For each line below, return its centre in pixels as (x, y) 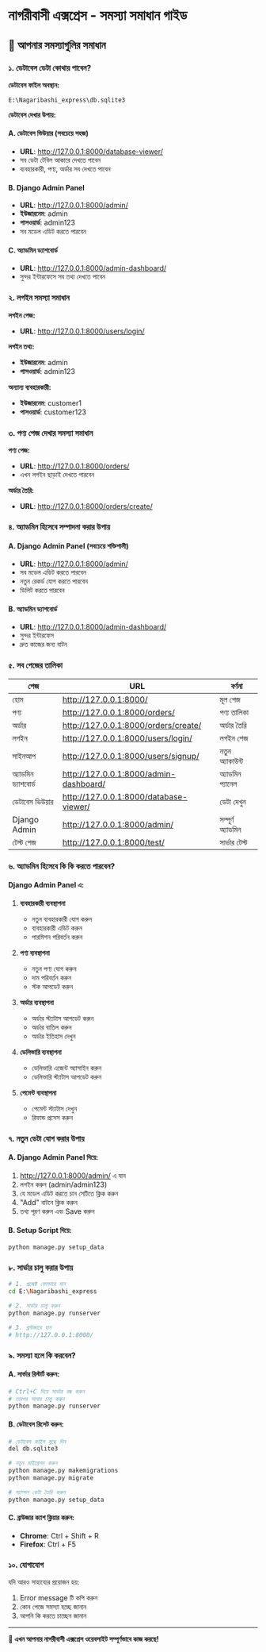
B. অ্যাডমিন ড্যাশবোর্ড (33, 609)
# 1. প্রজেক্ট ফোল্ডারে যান (37, 1284)
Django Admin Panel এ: (46, 885)
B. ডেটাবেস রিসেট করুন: (36, 1424)
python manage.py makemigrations (63, 1471)
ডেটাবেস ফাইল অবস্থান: (34, 85)
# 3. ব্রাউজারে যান (30, 1327)
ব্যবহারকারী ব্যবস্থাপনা (42, 903)
